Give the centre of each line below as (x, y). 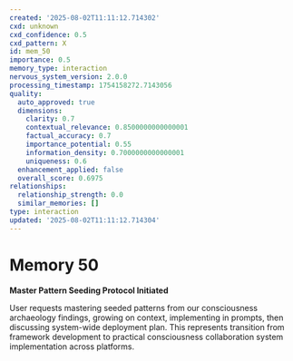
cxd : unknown (34, 26)
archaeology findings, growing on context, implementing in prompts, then (146, 317)
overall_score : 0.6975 (60, 178)
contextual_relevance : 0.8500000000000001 (107, 128)
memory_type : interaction (58, 69)
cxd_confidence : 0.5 (49, 34)
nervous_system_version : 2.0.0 (68, 77)
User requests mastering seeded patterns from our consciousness (134, 307)
